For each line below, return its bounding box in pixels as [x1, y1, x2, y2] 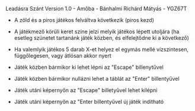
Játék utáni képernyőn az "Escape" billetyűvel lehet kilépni [14, 87, 158, 94]
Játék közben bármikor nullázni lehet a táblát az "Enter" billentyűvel [14, 75, 180, 82]
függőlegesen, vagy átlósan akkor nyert [14, 52, 112, 59]
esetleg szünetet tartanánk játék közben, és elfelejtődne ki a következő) [14, 34, 189, 41]
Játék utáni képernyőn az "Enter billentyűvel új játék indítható [14, 98, 164, 105]
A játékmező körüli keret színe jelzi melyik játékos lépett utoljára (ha [14, 28, 180, 35]
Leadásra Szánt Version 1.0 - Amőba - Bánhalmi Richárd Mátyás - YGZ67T [5, 5, 187, 12]
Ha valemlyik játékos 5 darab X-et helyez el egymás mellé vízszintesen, [14, 46, 189, 53]
